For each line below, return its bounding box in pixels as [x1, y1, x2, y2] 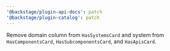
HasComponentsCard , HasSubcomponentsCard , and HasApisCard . [6, 38, 157, 45]
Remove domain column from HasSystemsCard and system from [6, 31, 164, 38]
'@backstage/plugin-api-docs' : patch [6, 8, 103, 15]
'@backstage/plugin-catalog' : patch [6, 15, 100, 21]
